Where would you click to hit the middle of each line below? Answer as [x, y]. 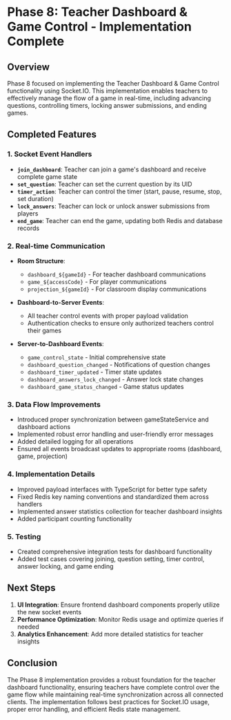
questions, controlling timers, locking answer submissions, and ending [107, 105]
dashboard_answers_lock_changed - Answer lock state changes [115, 379]
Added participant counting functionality [74, 518]
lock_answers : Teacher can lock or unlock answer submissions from [113, 206]
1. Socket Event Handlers [50, 154]
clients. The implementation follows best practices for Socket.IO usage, [109, 701]
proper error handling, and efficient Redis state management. [94, 709]
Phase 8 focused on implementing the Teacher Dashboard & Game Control [113, 83]
